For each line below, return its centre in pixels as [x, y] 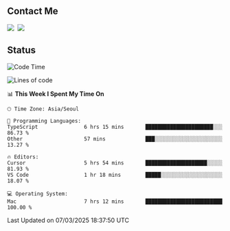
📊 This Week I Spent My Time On [56, 94]
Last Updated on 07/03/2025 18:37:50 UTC [68, 220]
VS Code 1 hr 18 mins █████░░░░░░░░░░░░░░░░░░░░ [115, 175]
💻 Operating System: [38, 194]
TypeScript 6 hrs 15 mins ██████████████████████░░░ [115, 127]
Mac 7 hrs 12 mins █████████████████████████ [115, 202]
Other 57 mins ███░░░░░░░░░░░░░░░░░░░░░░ [115, 139]
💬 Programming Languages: [44, 121]
